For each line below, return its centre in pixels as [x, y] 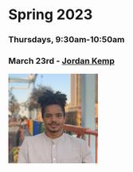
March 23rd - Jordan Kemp [62, 61]
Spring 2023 [51, 15]
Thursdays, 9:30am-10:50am [66, 40]
